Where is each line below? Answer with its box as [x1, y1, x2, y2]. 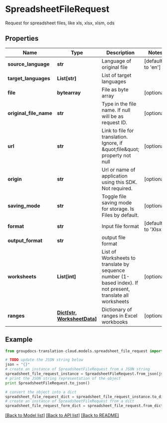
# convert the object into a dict [5, 389, 77, 395]
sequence [101, 267, 125, 274]
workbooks [101, 318, 128, 325]
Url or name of [101, 166, 136, 173]
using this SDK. [101, 178, 138, 185]
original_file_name [7, 109, 52, 116]
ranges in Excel [101, 312, 138, 319]
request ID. [101, 119, 128, 126]
